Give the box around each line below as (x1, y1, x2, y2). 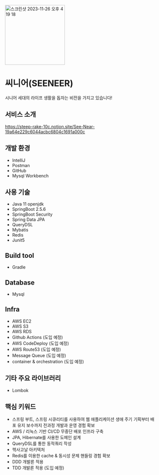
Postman (12, 162, 30, 168)
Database (5, 278, 35, 287)
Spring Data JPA (12, 217, 45, 222)
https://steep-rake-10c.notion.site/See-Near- (5, 123, 95, 129)
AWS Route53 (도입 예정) (12, 346, 62, 352)
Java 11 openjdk (12, 201, 44, 207)
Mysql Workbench (12, 172, 49, 179)
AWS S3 (12, 323, 29, 329)
